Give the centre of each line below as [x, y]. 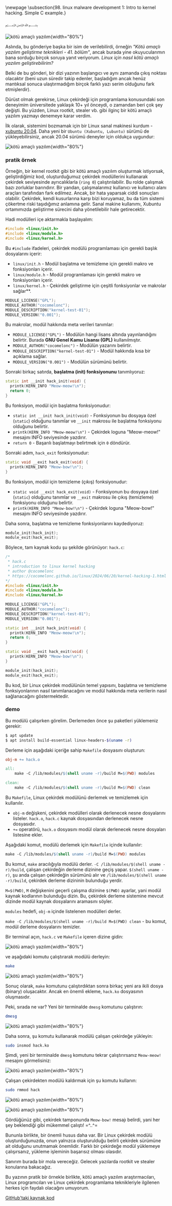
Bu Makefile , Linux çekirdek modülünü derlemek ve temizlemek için [77, 797]
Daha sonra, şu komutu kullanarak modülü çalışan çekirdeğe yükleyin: [79, 1036]
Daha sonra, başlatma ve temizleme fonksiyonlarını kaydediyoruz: [75, 523]
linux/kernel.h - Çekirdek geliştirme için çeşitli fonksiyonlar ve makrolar [90, 286]
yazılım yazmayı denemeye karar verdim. [49, 116]
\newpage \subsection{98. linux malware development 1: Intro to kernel [81, 7]
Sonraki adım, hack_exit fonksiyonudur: [47, 453]
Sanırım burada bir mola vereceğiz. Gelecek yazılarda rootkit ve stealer [80, 1162]
